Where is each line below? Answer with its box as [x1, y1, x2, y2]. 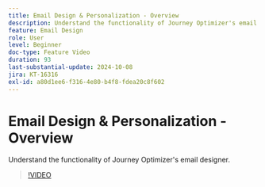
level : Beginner [8, 41, 62, 49]
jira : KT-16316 [8, 71, 59, 78]
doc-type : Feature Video [8, 48, 90, 56]
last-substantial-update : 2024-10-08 [8, 63, 133, 71]
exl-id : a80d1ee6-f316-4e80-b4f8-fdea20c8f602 [8, 78, 165, 86]
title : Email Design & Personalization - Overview [8, 11, 179, 20]
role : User [8, 33, 44, 42]
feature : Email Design [8, 26, 83, 34]
